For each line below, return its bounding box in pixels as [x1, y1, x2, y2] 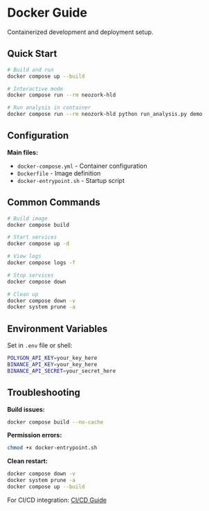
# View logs [7, 253, 42, 260]
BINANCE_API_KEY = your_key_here [7, 361, 98, 368]
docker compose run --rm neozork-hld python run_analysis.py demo [7, 111, 203, 118]
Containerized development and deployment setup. [7, 28, 154, 36]
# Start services [7, 234, 57, 241]
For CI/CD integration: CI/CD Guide [7, 496, 107, 504]
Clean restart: [7, 457, 48, 465]
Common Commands [7, 196, 100, 209]
